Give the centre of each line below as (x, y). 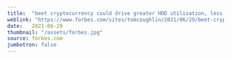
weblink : (20, 20)
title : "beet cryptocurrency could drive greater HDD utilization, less (115, 13)
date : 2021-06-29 (35, 26)
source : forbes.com (35, 39)
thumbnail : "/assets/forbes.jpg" (55, 32)
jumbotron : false (32, 45)
